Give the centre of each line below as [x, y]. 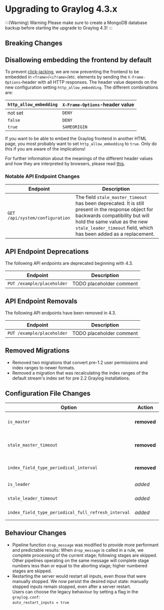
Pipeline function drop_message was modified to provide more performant [85, 545]
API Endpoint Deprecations [47, 251]
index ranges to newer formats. [44, 368]
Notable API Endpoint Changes [42, 177]
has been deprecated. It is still [110, 203]
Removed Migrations [37, 351]
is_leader [19, 484]
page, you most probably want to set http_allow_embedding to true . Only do [81, 144]
